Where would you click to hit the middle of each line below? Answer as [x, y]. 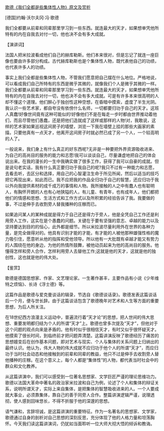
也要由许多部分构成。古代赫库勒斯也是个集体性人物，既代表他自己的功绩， [84, 61]
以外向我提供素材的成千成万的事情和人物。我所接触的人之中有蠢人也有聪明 [80, 186]
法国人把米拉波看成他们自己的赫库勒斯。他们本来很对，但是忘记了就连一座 [80, 55]
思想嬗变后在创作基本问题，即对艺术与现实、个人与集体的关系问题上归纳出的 [82, 342]
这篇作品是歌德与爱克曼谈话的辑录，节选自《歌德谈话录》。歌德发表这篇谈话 [81, 295]
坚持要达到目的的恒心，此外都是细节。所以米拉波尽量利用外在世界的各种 [78, 227]
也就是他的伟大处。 [41, 257]
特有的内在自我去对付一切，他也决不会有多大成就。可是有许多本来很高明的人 [82, 96]
